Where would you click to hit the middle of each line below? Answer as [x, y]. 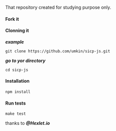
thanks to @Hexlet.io [27, 123]
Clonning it [17, 30]
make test [16, 114]
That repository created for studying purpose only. [58, 7]
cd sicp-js [17, 70]
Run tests [16, 103]
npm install [18, 92]
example [15, 42]
